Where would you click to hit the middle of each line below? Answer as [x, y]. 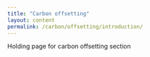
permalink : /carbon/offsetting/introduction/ [75, 26]
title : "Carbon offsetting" [49, 14]
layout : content [31, 20]
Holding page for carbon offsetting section [69, 47]
